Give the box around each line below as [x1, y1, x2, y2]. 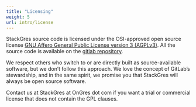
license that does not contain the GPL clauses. [6, 95, 118, 102]
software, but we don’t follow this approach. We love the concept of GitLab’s [6, 65, 190, 73]
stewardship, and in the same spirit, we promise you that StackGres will [6, 71, 178, 79]
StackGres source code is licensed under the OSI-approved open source [6, 36, 181, 43]
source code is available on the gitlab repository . [6, 48, 123, 55]
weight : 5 [6, 14, 30, 20]
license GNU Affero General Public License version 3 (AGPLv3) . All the [6, 42, 176, 49]
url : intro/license [6, 19, 54, 25]
